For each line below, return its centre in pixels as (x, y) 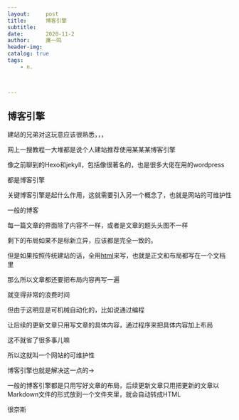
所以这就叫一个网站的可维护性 (51, 355)
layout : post (33, 14)
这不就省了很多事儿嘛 (38, 340)
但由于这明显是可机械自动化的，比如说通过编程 (76, 310)
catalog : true (28, 54)
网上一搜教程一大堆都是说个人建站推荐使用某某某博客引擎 (91, 149)
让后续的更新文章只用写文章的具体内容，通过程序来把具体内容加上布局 (110, 325)
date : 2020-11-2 (41, 34)
